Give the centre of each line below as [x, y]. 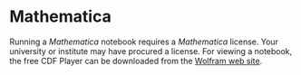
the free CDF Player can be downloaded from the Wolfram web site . [136, 61]
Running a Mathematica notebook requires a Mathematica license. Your [144, 42]
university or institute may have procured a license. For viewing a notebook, [151, 51]
